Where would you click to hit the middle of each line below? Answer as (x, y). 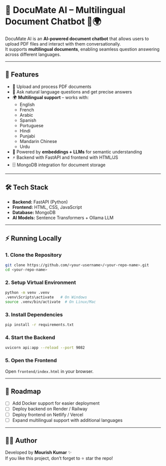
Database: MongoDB (34, 212)
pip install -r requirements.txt (40, 325)
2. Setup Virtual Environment (41, 282)
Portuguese (31, 125)
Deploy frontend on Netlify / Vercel (48, 415)
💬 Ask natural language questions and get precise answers (72, 92)
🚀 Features (22, 74)
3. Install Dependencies (34, 315)
